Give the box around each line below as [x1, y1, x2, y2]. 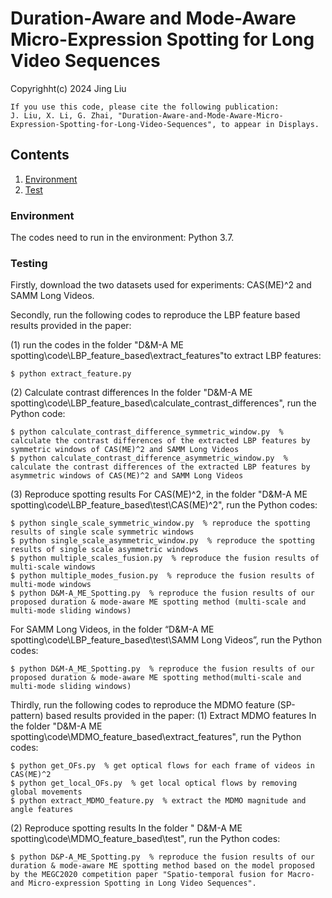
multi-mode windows [10, 580, 92, 590]
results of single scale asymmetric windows [10, 545, 199, 555]
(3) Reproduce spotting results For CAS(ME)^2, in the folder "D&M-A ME [10, 488, 308, 501]
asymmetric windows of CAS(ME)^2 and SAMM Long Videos [10, 471, 244, 481]
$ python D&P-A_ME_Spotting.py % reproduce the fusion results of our [10, 852, 315, 862]
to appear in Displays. [220, 119, 320, 129]
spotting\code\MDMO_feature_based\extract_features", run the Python [10, 731, 302, 743]
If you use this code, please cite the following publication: [10, 102, 280, 112]
